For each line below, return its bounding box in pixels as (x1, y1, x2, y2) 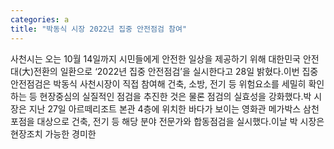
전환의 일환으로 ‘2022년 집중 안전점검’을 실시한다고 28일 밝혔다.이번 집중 (33, 65, 319, 77)
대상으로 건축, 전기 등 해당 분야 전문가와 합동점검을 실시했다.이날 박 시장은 (36, 115, 325, 127)
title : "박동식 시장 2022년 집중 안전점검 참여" (10, 24, 188, 34)
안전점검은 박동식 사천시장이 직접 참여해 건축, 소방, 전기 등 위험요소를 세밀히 (10, 77, 307, 90)
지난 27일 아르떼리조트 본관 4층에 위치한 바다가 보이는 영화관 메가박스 (28, 102, 302, 115)
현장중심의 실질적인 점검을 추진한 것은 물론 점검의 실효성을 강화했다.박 (39, 90, 312, 102)
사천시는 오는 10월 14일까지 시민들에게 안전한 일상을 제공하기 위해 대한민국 (10, 52, 301, 65)
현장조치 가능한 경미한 (10, 127, 97, 140)
